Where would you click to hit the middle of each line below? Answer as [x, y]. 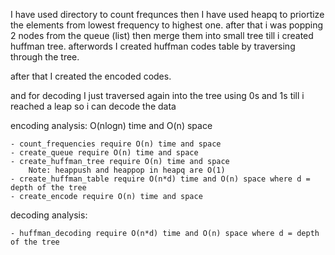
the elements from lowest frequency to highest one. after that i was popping [167, 25]
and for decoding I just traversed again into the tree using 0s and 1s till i [157, 95]
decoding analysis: [49, 215]
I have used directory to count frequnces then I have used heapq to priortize [167, 14]
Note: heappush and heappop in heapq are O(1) [127, 170]
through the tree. [45, 57]
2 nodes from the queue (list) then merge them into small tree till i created [162, 35]
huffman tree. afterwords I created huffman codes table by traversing [153, 46]
